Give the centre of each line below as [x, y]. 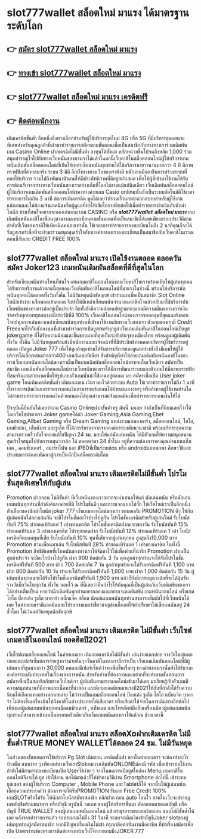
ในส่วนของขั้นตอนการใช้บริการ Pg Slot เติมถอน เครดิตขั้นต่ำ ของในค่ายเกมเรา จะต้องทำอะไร [98, 757]
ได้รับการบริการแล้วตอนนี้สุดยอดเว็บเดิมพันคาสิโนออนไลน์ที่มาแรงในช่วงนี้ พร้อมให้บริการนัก [96, 288]
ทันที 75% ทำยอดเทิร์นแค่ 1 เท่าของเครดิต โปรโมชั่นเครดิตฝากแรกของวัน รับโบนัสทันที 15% [98, 524]
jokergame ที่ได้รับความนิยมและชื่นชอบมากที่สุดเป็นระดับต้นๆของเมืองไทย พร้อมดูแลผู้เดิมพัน [98, 335]
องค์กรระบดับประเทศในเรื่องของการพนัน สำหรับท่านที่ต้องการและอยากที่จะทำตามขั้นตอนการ [95, 674]
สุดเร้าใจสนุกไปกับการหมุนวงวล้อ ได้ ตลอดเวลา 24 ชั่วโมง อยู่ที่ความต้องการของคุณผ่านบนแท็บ [99, 441]
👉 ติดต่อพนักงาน [33, 121]
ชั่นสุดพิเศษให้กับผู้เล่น [39, 483]
